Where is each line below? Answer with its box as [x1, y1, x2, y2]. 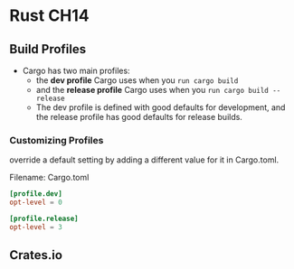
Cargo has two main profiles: [22, 65, 130, 76]
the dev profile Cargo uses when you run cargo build [35, 75, 239, 86]
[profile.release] [9, 214, 79, 224]
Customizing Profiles [9, 134, 104, 146]
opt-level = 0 [9, 198, 63, 208]
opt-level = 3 [9, 222, 63, 231]
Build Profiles [9, 42, 87, 57]
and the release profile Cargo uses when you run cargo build [35, 85, 270, 95]
